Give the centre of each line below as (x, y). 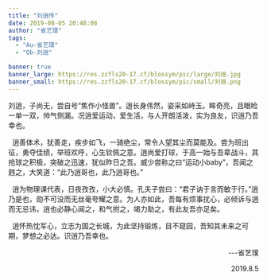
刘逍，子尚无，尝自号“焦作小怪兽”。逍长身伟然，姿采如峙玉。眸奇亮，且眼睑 (133, 105)
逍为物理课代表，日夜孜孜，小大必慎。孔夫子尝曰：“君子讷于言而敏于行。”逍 (135, 189)
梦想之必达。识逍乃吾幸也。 (67, 235)
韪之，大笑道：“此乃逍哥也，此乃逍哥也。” (76, 172)
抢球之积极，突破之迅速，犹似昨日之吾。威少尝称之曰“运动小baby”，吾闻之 (131, 162)
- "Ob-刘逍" (34, 52)
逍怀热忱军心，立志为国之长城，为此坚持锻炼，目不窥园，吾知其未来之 (127, 226)
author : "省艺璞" (35, 30)
